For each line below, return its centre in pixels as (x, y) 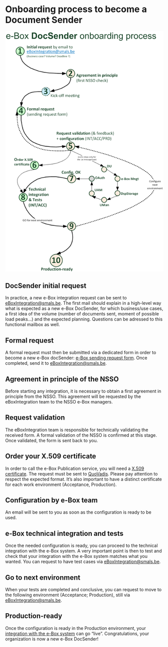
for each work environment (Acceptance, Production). (61, 484)
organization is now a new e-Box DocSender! (52, 639)
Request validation (35, 418)
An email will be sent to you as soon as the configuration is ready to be (78, 512)
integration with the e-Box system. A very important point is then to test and (83, 551)
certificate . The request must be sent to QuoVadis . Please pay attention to (81, 473)
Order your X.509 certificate (51, 456)
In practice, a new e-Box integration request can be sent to (66, 298)
